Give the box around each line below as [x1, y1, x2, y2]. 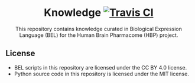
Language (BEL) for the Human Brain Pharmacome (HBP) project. [19, 32, 178, 39]
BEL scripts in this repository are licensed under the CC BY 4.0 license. [14, 64, 187, 71]
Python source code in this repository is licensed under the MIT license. [14, 70, 190, 77]
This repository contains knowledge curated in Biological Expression [15, 25, 183, 32]
